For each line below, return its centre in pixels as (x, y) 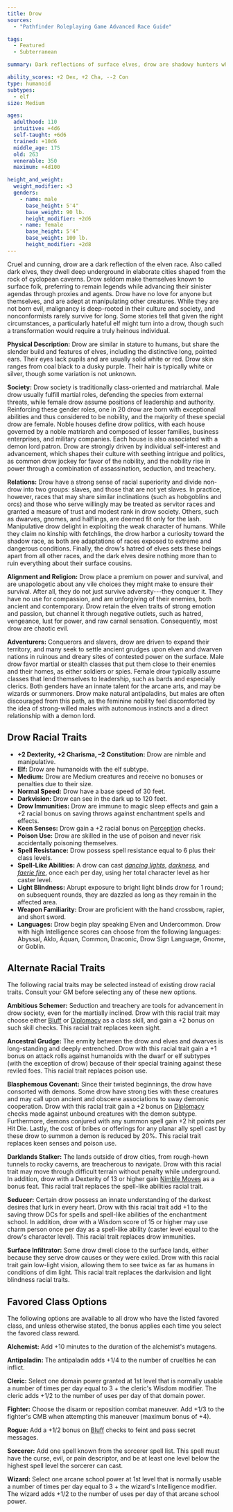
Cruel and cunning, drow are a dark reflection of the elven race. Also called (114, 264)
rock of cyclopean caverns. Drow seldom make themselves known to (106, 279)
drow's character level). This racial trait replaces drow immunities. (101, 1237)
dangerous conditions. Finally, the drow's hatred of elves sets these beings (114, 548)
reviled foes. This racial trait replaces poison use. (77, 1071)
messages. (23, 1438)
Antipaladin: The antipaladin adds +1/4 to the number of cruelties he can (112, 1360)
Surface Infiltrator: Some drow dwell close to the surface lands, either (108, 1250)
